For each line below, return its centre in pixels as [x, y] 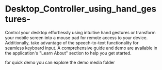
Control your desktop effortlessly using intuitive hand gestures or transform [81, 32]
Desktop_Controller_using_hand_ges [81, 9]
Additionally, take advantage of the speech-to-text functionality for [72, 42]
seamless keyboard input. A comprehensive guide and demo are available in [81, 48]
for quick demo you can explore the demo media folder [60, 62]
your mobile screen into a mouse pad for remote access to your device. [76, 38]
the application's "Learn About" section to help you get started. [68, 53]
